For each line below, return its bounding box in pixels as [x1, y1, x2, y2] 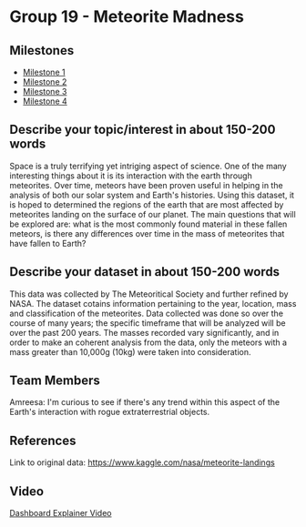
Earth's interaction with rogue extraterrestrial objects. [9, 407, 210, 418]
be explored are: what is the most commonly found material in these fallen [9, 218, 288, 229]
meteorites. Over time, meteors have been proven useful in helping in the [9, 179, 284, 190]
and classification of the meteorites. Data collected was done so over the [9, 308, 284, 319]
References [9, 432, 76, 448]
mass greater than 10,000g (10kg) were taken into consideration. [9, 346, 252, 357]
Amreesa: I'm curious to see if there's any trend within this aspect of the [9, 397, 280, 408]
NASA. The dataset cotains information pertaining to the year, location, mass [9, 298, 297, 309]
